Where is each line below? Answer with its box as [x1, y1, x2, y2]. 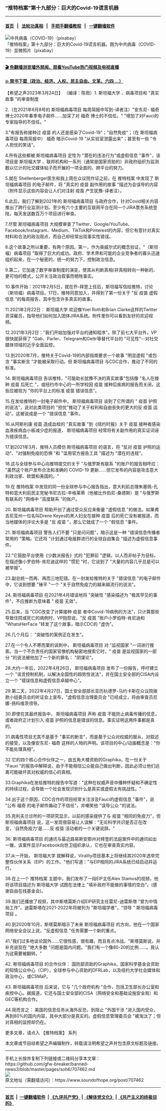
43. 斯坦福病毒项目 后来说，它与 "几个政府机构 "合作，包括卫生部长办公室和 [5, 984, 160, 990]
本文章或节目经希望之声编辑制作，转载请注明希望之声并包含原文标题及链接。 [5, 1040, 161, 1046]
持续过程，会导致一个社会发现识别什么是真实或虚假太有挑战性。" [9, 786, 142, 792]
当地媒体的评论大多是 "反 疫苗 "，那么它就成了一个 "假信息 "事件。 [5, 519, 141, 525]
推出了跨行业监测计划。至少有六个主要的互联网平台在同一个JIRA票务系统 [5, 205, 153, 211]
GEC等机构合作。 [5, 997, 41, 1003]
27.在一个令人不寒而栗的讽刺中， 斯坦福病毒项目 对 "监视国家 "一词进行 [5, 642, 150, 648]
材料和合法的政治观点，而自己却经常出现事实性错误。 [5, 234, 114, 240]
